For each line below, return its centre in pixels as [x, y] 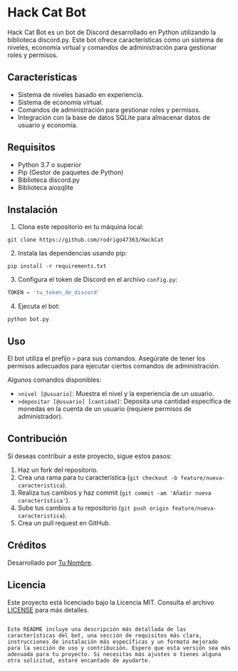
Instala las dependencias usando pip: [72, 253]
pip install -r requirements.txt [57, 266]
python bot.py [29, 319]
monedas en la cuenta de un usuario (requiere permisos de [105, 409]
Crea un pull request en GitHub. [64, 523]
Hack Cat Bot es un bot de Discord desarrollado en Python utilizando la [112, 32]
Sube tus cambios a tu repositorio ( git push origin [93, 508]
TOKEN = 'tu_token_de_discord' [54, 293]
